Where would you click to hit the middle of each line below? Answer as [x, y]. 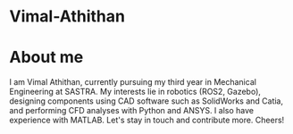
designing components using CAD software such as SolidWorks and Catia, [146, 101]
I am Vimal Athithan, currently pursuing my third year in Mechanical [133, 82]
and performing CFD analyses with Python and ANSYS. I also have [132, 111]
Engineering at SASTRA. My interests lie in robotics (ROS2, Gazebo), [135, 92]
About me [46, 58]
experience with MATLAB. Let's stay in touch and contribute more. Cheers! [147, 120]
